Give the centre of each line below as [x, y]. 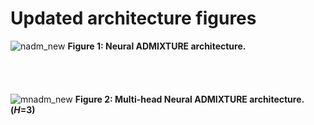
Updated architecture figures [133, 18]
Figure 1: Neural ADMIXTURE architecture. [157, 46]
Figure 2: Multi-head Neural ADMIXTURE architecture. [189, 99]
